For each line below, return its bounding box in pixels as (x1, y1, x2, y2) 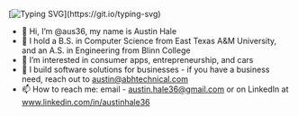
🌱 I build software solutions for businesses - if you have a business (21, 64, 270, 75)
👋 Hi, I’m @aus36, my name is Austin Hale (21, 26, 177, 36)
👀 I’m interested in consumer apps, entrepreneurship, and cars (21, 55, 254, 65)
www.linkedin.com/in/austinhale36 (21, 97, 150, 107)
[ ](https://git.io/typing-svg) (8, 9, 161, 19)
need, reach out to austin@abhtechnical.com (21, 74, 188, 85)
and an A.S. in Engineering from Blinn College (21, 45, 191, 56)
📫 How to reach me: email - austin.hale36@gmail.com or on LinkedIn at (21, 84, 289, 94)
